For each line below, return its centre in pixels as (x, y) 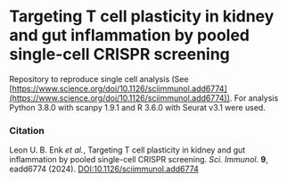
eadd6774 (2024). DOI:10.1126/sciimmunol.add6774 (104, 169)
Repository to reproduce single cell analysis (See (99, 79)
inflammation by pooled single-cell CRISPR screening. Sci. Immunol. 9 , (139, 160)
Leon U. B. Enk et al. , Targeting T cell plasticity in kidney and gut (127, 150)
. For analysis (254, 98)
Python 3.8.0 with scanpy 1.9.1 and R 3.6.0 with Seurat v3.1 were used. (137, 107)
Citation (27, 130)
